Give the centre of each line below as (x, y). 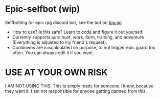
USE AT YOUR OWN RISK (57, 72)
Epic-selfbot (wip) (43, 9)
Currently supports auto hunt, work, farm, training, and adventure (78, 37)
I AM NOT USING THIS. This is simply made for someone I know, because (79, 86)
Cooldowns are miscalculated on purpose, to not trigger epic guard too (84, 47)
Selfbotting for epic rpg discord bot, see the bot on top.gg (64, 22)
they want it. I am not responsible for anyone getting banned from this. (76, 91)
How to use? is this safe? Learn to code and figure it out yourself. (78, 32)
